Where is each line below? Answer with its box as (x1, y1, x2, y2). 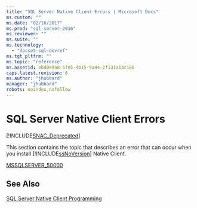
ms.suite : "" (6, 36, 39, 42)
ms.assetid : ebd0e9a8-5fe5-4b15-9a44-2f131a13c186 (6, 64, 135, 71)
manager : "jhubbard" (6, 81, 58, 87)
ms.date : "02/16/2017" (6, 20, 63, 26)
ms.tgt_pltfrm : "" (6, 53, 52, 59)
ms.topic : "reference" (6, 59, 63, 65)
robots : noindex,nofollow (6, 87, 70, 93)
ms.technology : (6, 42, 44, 48)
